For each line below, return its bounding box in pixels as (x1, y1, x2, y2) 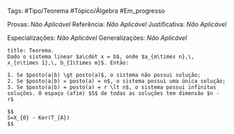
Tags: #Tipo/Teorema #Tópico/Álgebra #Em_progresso (7, 7, 165, 15)
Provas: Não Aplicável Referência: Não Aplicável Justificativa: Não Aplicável (7, 20, 227, 28)
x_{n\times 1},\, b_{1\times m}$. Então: (7, 59, 130, 66)
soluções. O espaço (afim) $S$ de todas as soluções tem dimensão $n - (7, 90, 219, 97)
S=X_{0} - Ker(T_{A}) (7, 114, 70, 121)
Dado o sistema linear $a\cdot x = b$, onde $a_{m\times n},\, (7, 53, 195, 60)
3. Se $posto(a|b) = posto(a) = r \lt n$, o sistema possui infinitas (7, 84, 217, 91)
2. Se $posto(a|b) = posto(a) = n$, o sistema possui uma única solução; (7, 77, 226, 84)
